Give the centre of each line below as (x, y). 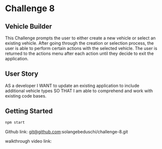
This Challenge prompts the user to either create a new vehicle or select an (80, 38)
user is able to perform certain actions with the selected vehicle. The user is (81, 48)
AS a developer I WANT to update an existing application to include (72, 85)
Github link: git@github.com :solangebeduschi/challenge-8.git (66, 132)
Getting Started (29, 111)
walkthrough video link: (28, 141)
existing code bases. (26, 96)
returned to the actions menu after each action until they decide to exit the (80, 53)
